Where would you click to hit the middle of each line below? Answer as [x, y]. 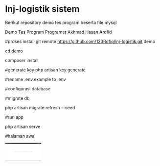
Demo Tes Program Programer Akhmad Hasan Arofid [58, 32]
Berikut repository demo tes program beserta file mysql [61, 22]
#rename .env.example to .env [35, 79]
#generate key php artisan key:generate [46, 70]
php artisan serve [23, 126]
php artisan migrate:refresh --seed [40, 107]
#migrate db [17, 98]
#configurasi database [28, 88]
